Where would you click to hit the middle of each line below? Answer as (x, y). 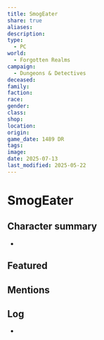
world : (17, 54)
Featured (27, 266)
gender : (19, 106)
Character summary (52, 226)
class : (17, 113)
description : (26, 34)
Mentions (29, 290)
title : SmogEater (33, 14)
